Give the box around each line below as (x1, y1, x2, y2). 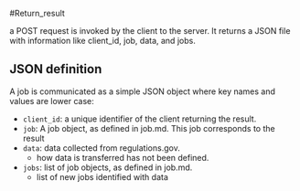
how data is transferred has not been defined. (36, 152, 209, 163)
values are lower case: (9, 95, 94, 106)
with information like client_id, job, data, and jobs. (9, 36, 197, 46)
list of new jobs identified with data (36, 171, 169, 182)
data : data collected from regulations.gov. (22, 142, 180, 154)
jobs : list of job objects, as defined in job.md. (22, 162, 193, 173)
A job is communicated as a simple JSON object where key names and (9, 86, 276, 97)
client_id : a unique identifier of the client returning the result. (22, 113, 257, 124)
